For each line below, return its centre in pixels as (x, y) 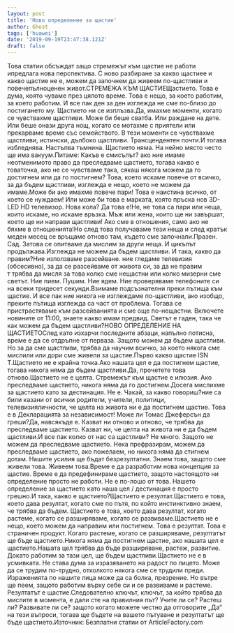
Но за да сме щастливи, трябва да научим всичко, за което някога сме (114, 348)
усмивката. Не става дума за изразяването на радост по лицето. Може (114, 563)
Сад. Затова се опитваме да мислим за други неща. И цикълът (102, 244)
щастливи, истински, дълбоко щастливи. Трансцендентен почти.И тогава (117, 140)
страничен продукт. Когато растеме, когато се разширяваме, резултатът (117, 533)
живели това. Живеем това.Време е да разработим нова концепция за (114, 466)
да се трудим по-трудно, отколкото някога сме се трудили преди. (106, 570)
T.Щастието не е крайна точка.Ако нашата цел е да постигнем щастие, (114, 363)
